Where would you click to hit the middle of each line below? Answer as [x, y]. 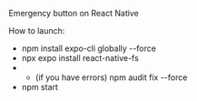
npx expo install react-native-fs [80, 58]
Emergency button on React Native [74, 13]
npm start [39, 87]
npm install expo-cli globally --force [89, 48]
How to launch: [37, 30]
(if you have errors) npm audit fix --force [111, 77]
